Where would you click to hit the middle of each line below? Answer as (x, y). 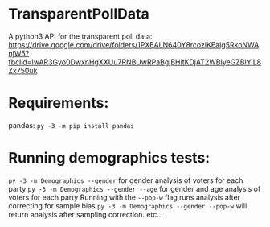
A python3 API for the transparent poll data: (80, 36)
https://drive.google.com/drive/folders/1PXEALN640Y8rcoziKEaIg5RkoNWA (134, 44)
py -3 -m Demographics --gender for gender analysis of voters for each (126, 180)
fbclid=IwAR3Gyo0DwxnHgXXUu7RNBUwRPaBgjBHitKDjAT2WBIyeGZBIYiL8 (135, 62)
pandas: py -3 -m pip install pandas (71, 125)
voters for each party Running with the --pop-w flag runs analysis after (125, 197)
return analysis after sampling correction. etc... (86, 214)
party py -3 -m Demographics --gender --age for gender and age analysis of (135, 188)
